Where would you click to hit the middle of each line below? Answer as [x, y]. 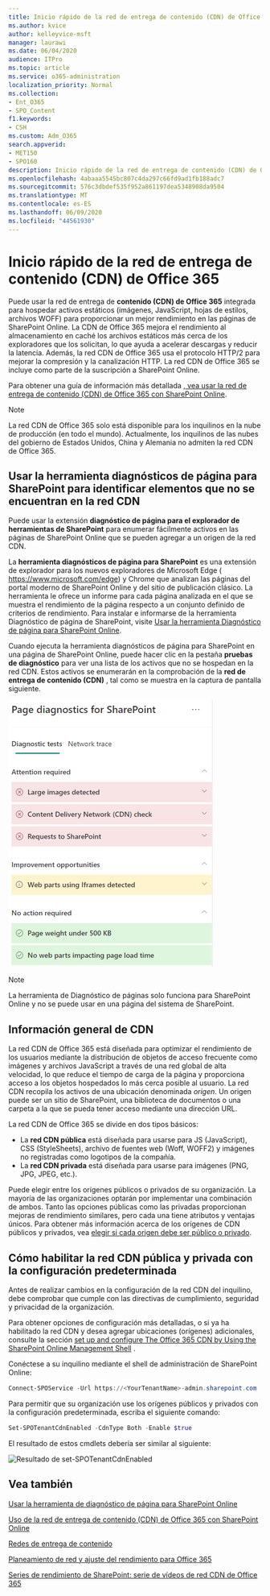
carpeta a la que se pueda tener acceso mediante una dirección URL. [123, 1109]
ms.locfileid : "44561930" [51, 221]
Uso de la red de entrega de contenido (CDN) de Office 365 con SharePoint [133, 1519]
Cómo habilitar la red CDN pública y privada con [131, 1258]
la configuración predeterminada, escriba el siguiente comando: [115, 1412]
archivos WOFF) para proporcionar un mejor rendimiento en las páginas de [132, 318]
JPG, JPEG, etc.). [49, 1174]
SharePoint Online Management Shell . [72, 1348]
